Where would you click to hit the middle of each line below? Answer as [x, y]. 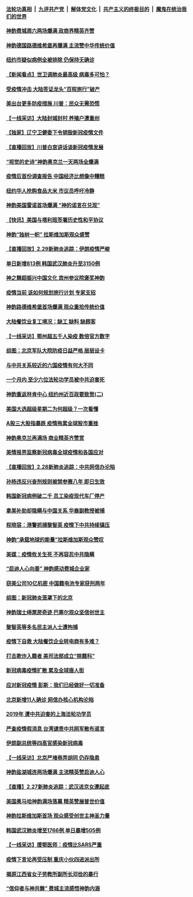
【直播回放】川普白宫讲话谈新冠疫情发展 [55, 147]
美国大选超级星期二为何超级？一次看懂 [52, 409]
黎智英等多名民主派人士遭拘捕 [42, 627]
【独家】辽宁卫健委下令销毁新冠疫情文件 [55, 133]
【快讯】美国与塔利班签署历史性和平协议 [55, 220]
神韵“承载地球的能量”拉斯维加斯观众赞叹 [55, 539]
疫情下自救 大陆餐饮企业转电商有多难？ [53, 641]
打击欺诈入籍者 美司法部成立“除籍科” [51, 656]
